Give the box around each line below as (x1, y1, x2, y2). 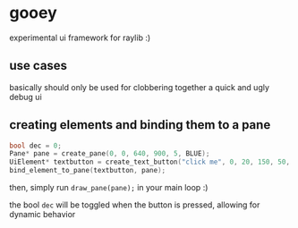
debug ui (9, 91, 42, 102)
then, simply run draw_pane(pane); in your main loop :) (9, 182, 209, 193)
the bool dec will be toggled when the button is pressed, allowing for (9, 199, 260, 210)
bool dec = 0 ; (9, 141, 63, 150)
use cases (9, 58, 68, 73)
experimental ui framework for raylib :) (9, 32, 151, 43)
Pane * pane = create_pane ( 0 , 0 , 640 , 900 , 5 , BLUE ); (9, 149, 210, 158)
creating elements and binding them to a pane (9, 117, 271, 132)
